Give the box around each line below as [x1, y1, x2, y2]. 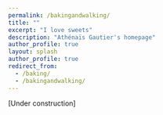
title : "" [8, 19, 41, 27]
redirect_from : [8, 63, 58, 70]
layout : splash [8, 48, 58, 56]
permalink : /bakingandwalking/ [8, 11, 110, 20]
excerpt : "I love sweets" [8, 26, 92, 34]
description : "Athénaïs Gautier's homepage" [8, 33, 156, 41]
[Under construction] [8, 99, 76, 108]
